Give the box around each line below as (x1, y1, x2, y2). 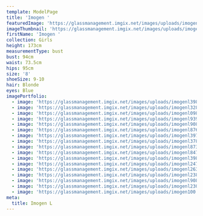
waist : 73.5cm (6, 59, 42, 65)
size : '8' (6, 71, 31, 77)
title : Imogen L (11, 200, 53, 206)
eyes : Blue (6, 88, 34, 94)
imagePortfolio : (6, 93, 47, 99)
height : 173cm (6, 43, 42, 49)
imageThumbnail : (6, 25, 47, 32)
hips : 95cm (6, 65, 34, 71)
